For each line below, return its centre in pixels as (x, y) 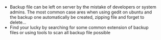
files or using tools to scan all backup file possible (60, 33)
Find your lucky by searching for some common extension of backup (79, 27)
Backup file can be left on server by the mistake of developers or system (83, 7)
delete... (18, 22)
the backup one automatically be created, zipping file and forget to (77, 17)
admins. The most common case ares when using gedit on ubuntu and (81, 12)
